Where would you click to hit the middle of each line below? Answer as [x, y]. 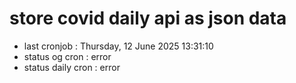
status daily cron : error [72, 67]
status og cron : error [67, 56]
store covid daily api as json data [148, 18]
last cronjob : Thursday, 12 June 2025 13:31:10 [118, 46]
